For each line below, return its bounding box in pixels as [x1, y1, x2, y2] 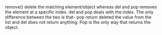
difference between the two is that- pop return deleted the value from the [5, 14, 152, 20]
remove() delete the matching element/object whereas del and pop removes [5, 4, 157, 10]
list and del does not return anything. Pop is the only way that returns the [5, 19, 151, 25]
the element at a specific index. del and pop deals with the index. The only [5, 9, 154, 15]
